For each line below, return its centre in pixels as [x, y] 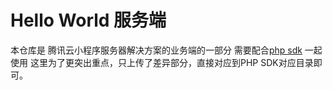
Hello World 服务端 [88, 20]
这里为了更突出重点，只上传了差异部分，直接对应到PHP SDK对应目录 [171, 62]
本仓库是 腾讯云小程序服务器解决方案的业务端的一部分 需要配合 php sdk [156, 50]
